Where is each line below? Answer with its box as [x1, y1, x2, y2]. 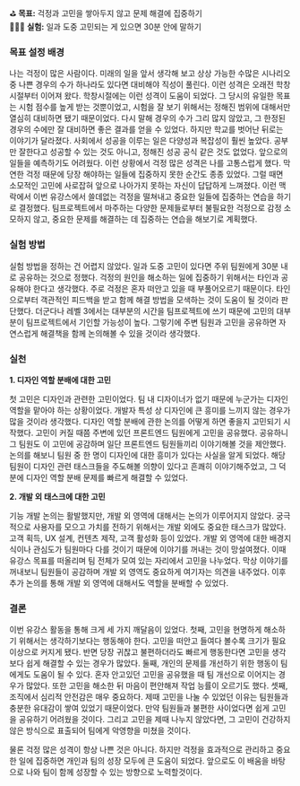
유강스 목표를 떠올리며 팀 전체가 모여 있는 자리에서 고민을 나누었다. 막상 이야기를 [9, 555, 289, 565]
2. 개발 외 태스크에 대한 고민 [9, 491, 106, 502]
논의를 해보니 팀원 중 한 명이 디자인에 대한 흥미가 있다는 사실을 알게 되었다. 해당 [9, 450, 287, 460]
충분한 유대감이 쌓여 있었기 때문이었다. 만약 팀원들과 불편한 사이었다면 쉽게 [9, 703, 270, 713]
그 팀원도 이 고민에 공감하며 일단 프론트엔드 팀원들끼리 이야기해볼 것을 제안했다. [9, 438, 287, 449]
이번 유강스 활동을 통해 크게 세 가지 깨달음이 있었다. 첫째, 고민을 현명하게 [9, 624, 262, 635]
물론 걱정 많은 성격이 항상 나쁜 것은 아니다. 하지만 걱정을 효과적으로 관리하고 [9, 745, 275, 755]
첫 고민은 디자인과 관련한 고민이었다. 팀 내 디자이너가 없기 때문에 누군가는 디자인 [9, 393, 289, 404]
